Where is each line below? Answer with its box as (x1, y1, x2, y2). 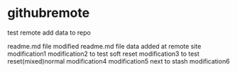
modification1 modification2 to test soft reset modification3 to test (7, 49, 200, 58)
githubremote (7, 5, 90, 21)
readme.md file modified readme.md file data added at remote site (7, 42, 202, 50)
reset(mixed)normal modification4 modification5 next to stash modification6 (7, 56, 231, 65)
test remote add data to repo (7, 28, 91, 37)
